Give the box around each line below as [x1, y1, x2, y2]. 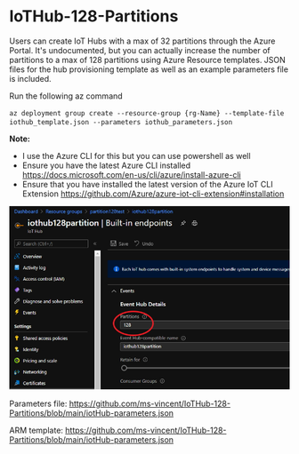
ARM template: [9, 425, 64, 436]
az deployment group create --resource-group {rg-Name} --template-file [9, 108, 285, 117]
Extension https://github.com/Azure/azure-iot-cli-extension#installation [21, 188, 285, 199]
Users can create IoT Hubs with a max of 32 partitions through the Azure [9, 36, 276, 46]
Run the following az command [9, 91, 123, 101]
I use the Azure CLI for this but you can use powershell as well [21, 150, 251, 161]
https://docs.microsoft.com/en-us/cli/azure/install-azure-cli [21, 169, 242, 179]
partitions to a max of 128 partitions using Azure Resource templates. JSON [9, 54, 287, 65]
